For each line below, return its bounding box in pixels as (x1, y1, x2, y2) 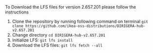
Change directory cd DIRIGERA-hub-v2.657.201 (12, 32, 106, 38)
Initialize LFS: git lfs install (12, 37, 73, 43)
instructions (5, 9, 29, 15)
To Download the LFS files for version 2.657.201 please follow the (5, 4, 136, 10)
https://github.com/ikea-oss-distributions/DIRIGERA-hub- (25, 24, 146, 28)
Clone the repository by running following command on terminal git (12, 19, 149, 24)
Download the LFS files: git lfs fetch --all (12, 42, 103, 48)
